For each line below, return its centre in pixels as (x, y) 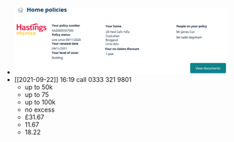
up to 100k (40, 102)
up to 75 (37, 94)
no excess (40, 110)
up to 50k (39, 87)
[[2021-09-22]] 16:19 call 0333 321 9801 (73, 79)
